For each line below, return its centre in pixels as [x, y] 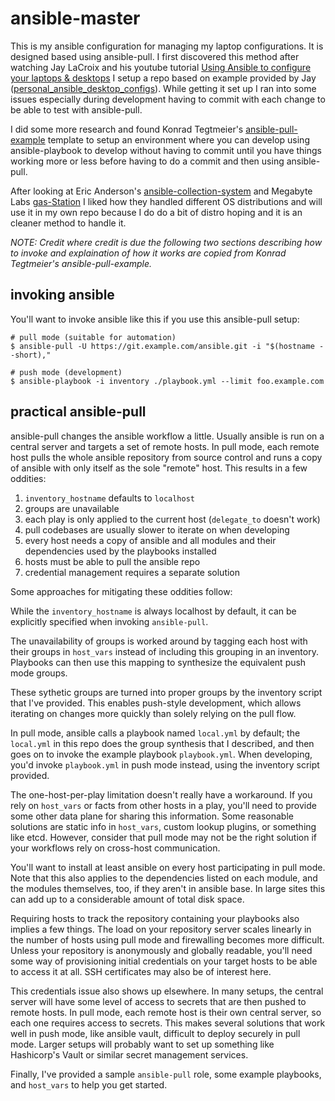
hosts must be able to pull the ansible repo [112, 561]
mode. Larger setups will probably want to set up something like [142, 1044]
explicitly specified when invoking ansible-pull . [109, 621]
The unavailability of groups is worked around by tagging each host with [159, 641]
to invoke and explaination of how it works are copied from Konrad [148, 253]
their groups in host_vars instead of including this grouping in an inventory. [164, 651]
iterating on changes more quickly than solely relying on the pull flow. [153, 713]
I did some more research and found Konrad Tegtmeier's [127, 129]
